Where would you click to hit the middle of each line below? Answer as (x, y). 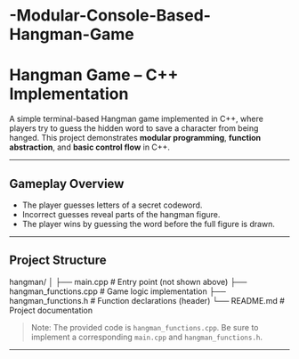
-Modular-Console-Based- (110, 16)
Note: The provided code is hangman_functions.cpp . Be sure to (145, 327)
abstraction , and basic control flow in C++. (90, 147)
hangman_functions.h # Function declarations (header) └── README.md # (147, 300)
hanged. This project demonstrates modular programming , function (135, 138)
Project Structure (58, 261)
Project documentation (51, 310)
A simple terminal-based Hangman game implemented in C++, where (137, 119)
